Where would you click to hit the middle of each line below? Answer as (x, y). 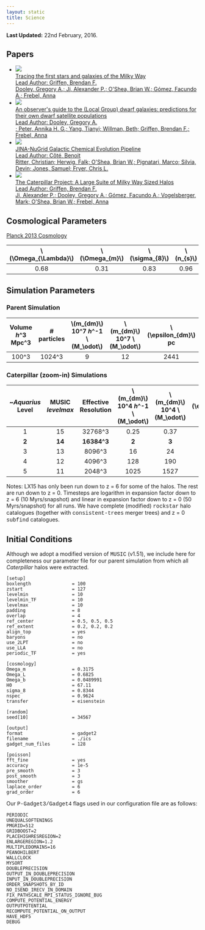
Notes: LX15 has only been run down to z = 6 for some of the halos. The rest (102, 487)
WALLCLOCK (19, 858)
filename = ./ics (49, 739)
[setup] (16, 578)
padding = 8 (43, 610)
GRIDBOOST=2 (21, 831)
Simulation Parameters (51, 290)
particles (52, 338)
